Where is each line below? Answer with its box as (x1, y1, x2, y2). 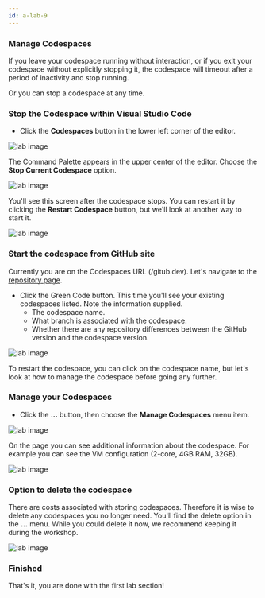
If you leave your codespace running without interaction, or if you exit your (8, 56, 252, 65)
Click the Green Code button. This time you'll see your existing (19, 290, 225, 300)
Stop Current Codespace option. (8, 165, 117, 175)
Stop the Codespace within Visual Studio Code (8, 108, 192, 119)
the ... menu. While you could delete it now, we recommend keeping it (8, 519, 236, 529)
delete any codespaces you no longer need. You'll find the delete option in (8, 511, 252, 521)
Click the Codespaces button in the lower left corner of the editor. (19, 126, 236, 136)
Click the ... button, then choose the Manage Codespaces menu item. (19, 410, 250, 419)
